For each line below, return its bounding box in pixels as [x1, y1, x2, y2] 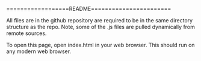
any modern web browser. [6, 48, 71, 55]
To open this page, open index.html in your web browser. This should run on [6, 42, 195, 48]
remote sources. [6, 30, 47, 37]
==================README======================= [6, 5, 172, 12]
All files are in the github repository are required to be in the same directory [6, 17, 193, 24]
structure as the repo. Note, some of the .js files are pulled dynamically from [6, 24, 196, 30]
